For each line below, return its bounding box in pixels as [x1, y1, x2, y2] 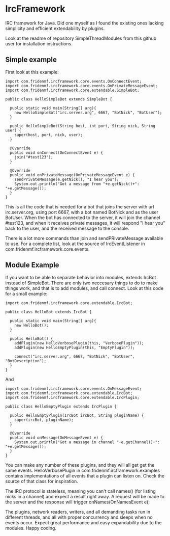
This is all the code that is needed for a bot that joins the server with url [5, 203, 154, 209]
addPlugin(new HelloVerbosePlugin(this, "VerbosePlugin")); [14, 340, 144, 345]
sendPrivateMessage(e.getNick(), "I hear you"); [14, 177, 119, 182]
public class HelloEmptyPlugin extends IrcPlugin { [5, 404, 117, 409]
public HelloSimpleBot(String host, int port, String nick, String [10, 123, 156, 128]
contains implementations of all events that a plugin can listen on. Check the [5, 472, 165, 479]
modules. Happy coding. [5, 525, 57, 531]
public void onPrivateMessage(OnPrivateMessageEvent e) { [10, 172, 135, 177]
